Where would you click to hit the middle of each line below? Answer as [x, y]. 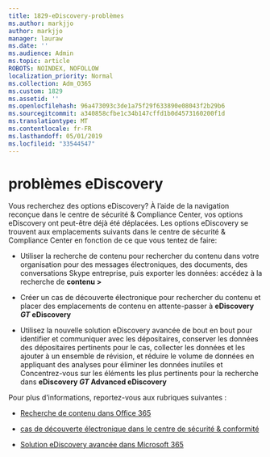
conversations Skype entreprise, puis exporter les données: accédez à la [141, 273]
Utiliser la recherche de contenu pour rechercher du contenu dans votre [139, 256]
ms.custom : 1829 [35, 91]
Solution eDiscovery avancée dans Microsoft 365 [102, 445]
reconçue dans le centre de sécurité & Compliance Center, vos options [126, 214]
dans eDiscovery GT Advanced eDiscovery [93, 382]
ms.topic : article [39, 61]
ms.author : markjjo [41, 23]
